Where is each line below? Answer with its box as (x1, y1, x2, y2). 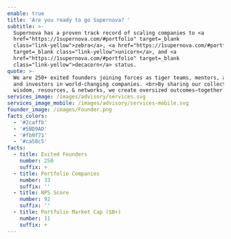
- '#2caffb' (13, 118, 48, 126)
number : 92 (19, 196, 51, 203)
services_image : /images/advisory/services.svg (7, 94, 146, 101)
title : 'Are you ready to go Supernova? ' (7, 17, 131, 23)
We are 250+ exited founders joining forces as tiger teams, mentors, (13, 74, 220, 81)
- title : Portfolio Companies (13, 170, 100, 177)
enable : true (7, 10, 45, 17)
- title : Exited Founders (13, 151, 88, 158)
